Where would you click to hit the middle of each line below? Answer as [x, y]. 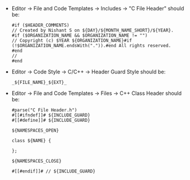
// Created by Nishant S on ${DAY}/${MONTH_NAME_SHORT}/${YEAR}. [92, 30]
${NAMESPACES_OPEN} [35, 130]
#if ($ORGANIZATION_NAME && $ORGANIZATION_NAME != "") [80, 36]
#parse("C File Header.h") [44, 110]
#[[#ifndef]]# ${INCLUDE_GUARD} [51, 115]
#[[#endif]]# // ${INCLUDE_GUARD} [53, 171]
